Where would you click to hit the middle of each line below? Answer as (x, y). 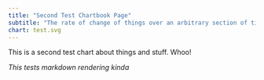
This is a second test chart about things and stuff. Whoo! (100, 53)
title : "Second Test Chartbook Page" (70, 15)
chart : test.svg (35, 30)
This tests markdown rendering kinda (69, 67)
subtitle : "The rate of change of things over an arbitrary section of (128, 23)
